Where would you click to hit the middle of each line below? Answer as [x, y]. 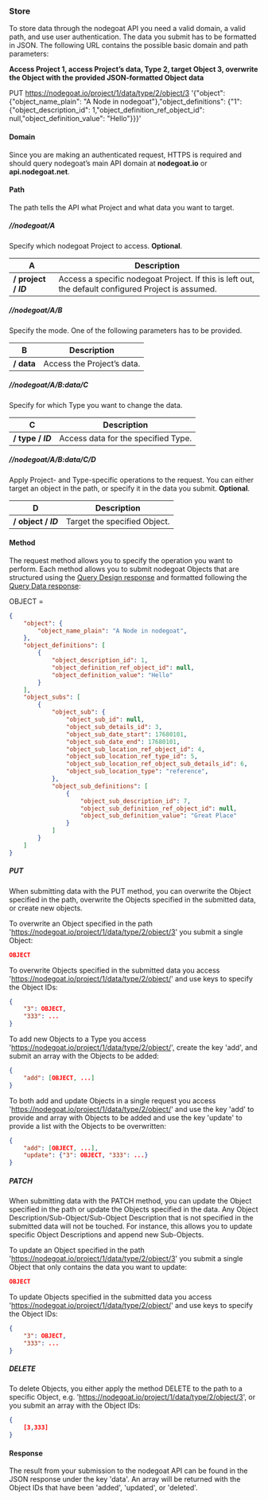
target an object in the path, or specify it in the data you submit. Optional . [129, 488]
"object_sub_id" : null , [105, 720]
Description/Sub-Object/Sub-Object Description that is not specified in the [131, 1218]
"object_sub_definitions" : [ [100, 786]
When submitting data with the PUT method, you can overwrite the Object [130, 891]
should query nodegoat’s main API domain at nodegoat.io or [108, 163]
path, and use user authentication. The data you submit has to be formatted [133, 37]
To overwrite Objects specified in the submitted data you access [115, 970]
